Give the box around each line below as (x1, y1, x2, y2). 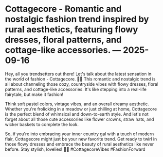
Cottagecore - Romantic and (5, 3, 122, 15)
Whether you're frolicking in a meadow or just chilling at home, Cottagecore (5, 106, 157, 112)
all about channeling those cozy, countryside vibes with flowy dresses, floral (5, 81, 159, 87)
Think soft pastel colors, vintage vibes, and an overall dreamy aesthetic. (5, 101, 149, 107)
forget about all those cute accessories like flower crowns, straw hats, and (5, 116, 154, 122)
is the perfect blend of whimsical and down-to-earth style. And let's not (5, 111, 149, 117)
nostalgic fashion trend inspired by (5, 14, 149, 25)
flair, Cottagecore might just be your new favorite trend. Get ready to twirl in (5, 136, 157, 141)
